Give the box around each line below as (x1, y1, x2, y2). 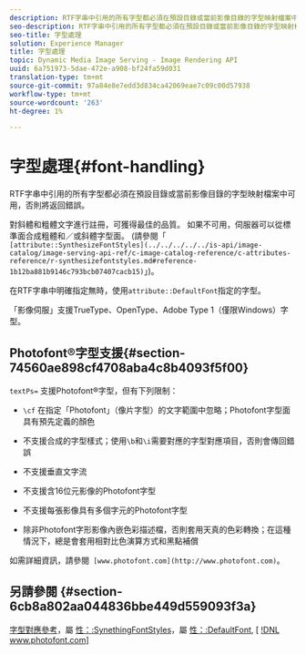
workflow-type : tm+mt (9, 89, 92, 98)
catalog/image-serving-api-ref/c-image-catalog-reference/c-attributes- (9, 249, 291, 258)
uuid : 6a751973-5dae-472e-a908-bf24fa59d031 (9, 65, 181, 74)
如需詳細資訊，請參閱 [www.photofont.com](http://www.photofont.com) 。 (9, 555, 285, 566)
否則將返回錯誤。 (25, 199, 89, 210)
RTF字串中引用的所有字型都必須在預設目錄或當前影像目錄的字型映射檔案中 (9, 189, 289, 199)
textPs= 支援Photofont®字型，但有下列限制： (9, 385, 178, 396)
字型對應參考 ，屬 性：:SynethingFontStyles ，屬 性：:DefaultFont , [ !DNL (9, 624, 280, 635)
